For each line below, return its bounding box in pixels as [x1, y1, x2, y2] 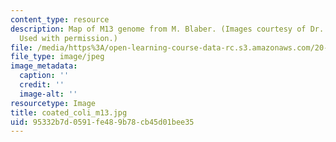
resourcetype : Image [10, 98, 97, 108]
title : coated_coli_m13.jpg [10, 107, 128, 118]
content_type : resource [10, 14, 110, 25]
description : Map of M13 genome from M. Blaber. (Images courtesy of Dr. [10, 24, 325, 34]
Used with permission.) [19, 33, 118, 43]
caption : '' [19, 71, 70, 81]
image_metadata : [10, 61, 78, 71]
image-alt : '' [19, 89, 78, 99]
